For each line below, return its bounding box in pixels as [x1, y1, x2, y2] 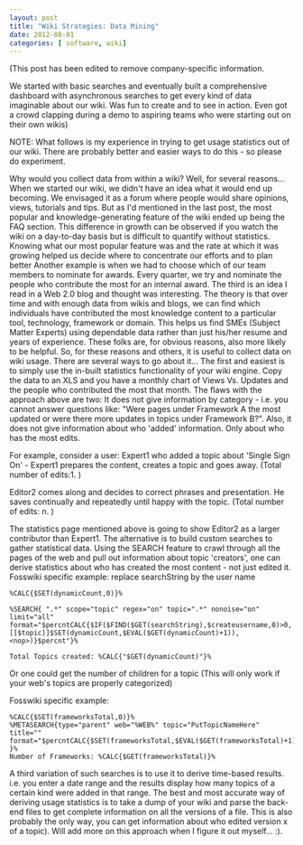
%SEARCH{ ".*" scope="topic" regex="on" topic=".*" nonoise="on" [9, 605, 260, 615]
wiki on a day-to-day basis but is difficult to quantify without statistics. [9, 231, 271, 242]
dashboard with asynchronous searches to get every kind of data [9, 90, 252, 101]
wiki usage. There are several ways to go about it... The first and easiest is [9, 356, 286, 367]
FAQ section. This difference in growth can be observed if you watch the [9, 221, 279, 232]
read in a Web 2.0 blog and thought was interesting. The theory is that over [9, 288, 289, 299]
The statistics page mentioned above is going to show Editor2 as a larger [9, 523, 280, 534]
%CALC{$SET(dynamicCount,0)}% [9, 589, 124, 598]
